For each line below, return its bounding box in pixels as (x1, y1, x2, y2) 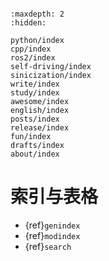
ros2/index (10, 53, 56, 63)
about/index (10, 149, 60, 159)
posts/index (10, 114, 60, 124)
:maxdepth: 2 (10, 9, 65, 19)
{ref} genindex (24, 219, 81, 231)
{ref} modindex (24, 229, 81, 241)
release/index (10, 123, 70, 133)
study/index (10, 88, 60, 98)
